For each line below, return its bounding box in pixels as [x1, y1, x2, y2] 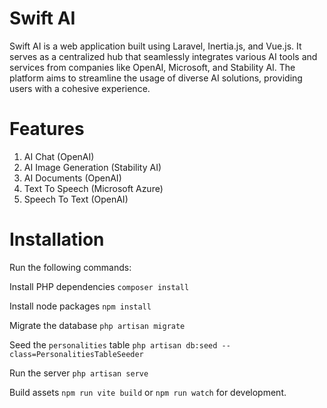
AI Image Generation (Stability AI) [23, 161, 162, 173]
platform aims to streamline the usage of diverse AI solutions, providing [9, 72, 303, 84]
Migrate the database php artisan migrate [9, 319, 186, 331]
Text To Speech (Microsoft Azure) [23, 182, 164, 194]
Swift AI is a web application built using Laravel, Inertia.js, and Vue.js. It [9, 40, 302, 52]
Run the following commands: [9, 261, 132, 273]
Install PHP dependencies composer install [9, 280, 190, 292]
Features [9, 118, 85, 141]
